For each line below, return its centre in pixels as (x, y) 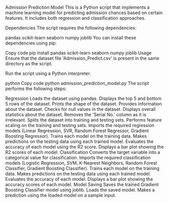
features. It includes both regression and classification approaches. (75, 18)
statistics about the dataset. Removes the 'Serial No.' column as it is (76, 114)
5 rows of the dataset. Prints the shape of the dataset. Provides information (83, 104)
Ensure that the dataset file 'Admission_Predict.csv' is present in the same (82, 58)
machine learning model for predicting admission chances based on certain (84, 13)
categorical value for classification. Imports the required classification (78, 157)
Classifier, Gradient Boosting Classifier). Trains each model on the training (82, 168)
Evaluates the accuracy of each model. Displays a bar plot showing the (79, 179)
